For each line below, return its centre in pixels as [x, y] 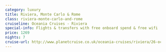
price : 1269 [17, 33]
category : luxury [23, 10]
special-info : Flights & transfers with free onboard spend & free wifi [82, 28]
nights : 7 [15, 38]
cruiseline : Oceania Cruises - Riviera [46, 24]
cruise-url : [17, 42]
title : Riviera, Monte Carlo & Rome [43, 14]
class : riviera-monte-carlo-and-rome [44, 19]
